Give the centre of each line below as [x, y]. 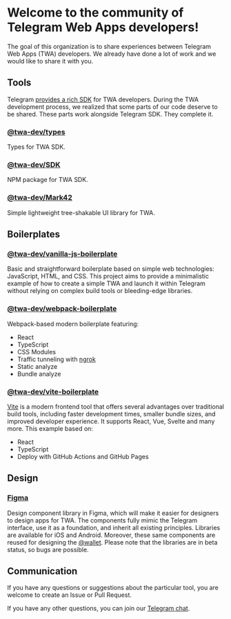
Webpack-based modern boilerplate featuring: [73, 324]
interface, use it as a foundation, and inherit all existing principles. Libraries [114, 527]
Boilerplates [34, 235]
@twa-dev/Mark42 [40, 198]
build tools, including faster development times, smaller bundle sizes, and [111, 414]
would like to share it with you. [50, 61]
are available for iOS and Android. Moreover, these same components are [111, 535]
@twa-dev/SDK [34, 165]
